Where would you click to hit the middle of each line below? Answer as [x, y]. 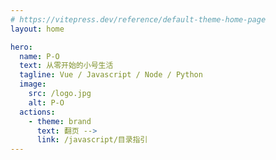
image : [33, 84]
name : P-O [39, 56]
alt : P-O [46, 102]
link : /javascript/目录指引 [92, 140]
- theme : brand [60, 121]
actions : [37, 112]
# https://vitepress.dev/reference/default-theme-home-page [138, 19]
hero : [21, 47]
